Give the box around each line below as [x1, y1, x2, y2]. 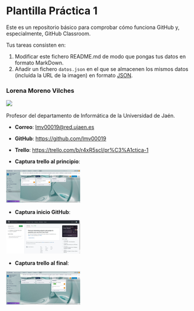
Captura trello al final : [14, 260, 69, 267]
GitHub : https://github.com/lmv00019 [14, 135, 106, 142]
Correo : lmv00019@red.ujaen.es [14, 124, 95, 131]
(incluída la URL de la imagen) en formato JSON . [14, 72, 133, 79]
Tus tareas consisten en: [6, 41, 66, 48]
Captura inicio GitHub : [14, 209, 71, 216]
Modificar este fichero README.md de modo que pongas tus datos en [14, 53, 186, 60]
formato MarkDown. [14, 59, 64, 66]
